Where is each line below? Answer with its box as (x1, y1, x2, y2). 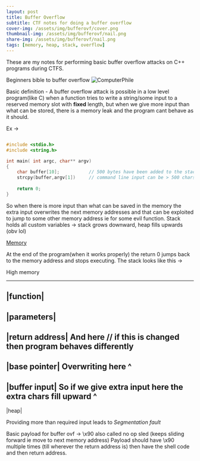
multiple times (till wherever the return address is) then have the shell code (6, 443, 190, 450)
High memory (6, 268, 40, 275)
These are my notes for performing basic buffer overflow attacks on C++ (6, 58, 185, 66)
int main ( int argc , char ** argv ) (6, 158, 92, 164)
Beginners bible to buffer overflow (6, 76, 90, 84)
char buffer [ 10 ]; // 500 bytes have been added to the (17, 169, 183, 175)
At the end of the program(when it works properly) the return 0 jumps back (6, 250, 190, 257)
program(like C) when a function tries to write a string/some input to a (6, 94, 177, 102)
